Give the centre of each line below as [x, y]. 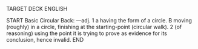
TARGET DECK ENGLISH [37, 9]
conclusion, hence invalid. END [45, 40]
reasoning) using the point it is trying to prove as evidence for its [87, 33]
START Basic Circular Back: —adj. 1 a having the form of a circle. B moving [99, 20]
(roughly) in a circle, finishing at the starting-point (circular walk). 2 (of [94, 27]
